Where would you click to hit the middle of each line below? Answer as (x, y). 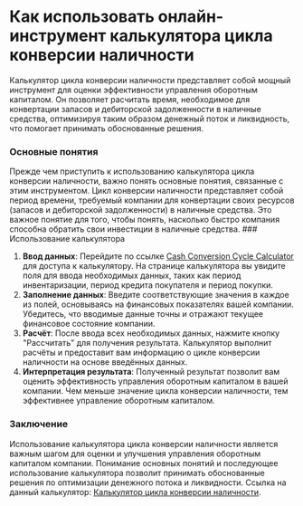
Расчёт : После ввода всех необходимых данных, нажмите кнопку (151, 333)
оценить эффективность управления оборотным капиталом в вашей (155, 381)
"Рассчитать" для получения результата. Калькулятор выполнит (147, 343)
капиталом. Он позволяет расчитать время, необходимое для (130, 99)
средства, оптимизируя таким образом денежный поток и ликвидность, (150, 119)
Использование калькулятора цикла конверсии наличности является (144, 444)
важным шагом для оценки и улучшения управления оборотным (135, 453)
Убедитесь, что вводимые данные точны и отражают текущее (143, 314)
